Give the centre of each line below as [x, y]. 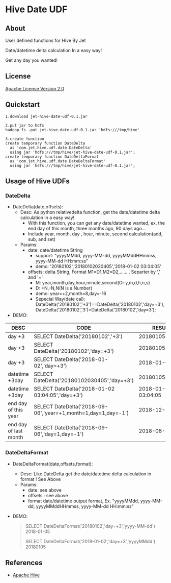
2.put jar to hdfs [25, 125]
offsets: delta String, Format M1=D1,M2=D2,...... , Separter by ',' [94, 272]
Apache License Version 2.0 [35, 88]
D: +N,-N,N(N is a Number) [64, 288]
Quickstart [23, 105]
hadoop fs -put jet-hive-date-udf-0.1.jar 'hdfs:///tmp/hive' [73, 130]
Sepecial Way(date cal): [60, 299]
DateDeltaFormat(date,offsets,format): [53, 464]
